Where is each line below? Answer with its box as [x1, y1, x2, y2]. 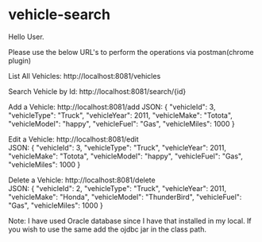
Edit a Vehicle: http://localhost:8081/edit [8, 134, 139, 144]
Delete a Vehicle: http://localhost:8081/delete [8, 175, 156, 185]
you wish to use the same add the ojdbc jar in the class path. [8, 224, 206, 234]
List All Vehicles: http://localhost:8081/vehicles [8, 71, 161, 80]
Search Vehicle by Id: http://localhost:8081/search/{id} [8, 86, 187, 96]
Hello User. [8, 32, 45, 41]
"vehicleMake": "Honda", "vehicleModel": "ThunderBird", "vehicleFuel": [8, 192, 242, 201]
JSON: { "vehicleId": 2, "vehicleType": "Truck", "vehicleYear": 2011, [8, 183, 227, 193]
